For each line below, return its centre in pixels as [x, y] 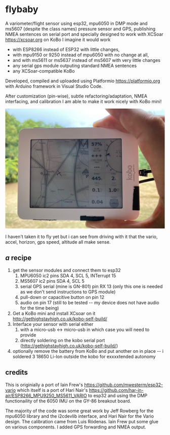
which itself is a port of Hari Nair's [52, 390]
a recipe [18, 258]
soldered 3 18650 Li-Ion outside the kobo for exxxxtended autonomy [84, 356]
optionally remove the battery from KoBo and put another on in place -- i [88, 351]
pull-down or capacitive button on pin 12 [62, 297]
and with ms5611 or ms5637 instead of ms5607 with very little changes [87, 60]
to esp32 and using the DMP [118, 395]
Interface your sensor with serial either [53, 324]
